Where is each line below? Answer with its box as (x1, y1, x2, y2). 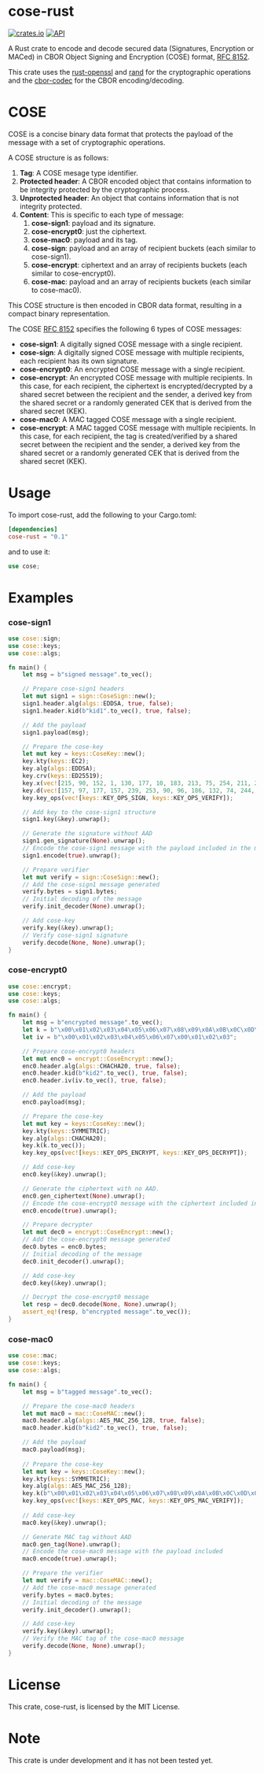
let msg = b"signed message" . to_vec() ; (22, 671, 153, 679)
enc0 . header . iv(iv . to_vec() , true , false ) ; (22, 1077, 167, 1085)
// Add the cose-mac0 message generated (22, 1583, 156, 1592)
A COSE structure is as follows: (8, 153, 109, 162)
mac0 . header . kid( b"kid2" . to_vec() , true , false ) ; (22, 1424, 189, 1432)
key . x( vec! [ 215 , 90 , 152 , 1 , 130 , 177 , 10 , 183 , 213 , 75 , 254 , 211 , (22, 779, 251, 787)
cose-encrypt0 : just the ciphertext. (31, 227, 147, 236)
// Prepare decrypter (22, 1221, 93, 1229)
